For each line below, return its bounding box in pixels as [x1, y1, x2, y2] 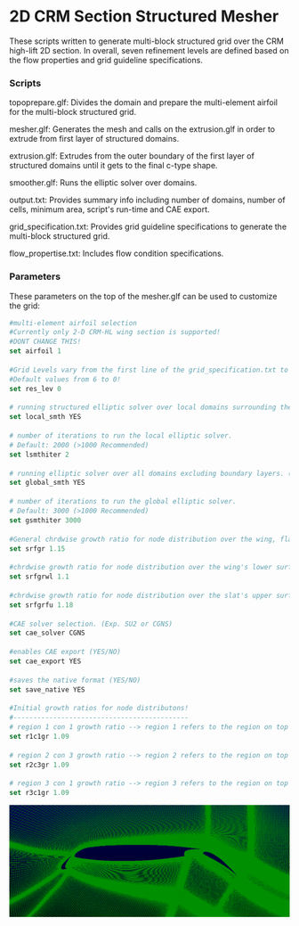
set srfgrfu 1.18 [9, 600, 74, 610]
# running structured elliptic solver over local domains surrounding [9, 403, 277, 412]
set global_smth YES [9, 479, 86, 488]
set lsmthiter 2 [9, 450, 69, 459]
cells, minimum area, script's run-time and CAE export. [9, 204, 211, 215]
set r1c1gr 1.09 [9, 733, 69, 742]
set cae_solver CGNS [9, 628, 86, 638]
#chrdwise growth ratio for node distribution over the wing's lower [9, 563, 273, 572]
